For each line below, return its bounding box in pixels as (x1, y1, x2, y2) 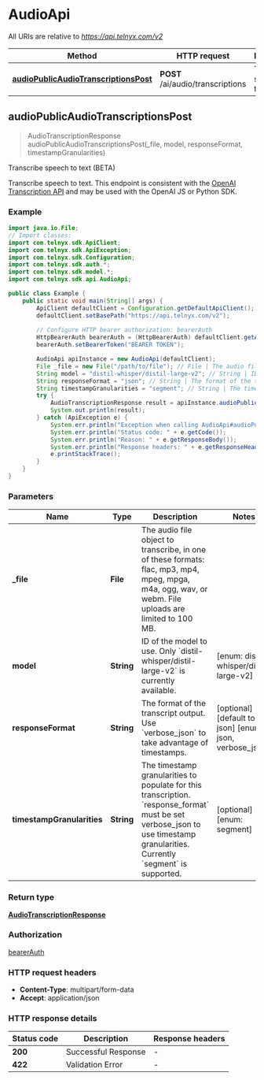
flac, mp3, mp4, (141, 564, 200, 575)
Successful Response (65, 1046, 146, 1057)
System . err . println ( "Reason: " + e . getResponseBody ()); (49, 436, 237, 444)
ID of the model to (141, 636, 208, 647)
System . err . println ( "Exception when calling (49, 421, 199, 429)
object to (141, 534, 174, 545)
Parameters (8, 491, 53, 502)
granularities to (141, 770, 197, 781)
